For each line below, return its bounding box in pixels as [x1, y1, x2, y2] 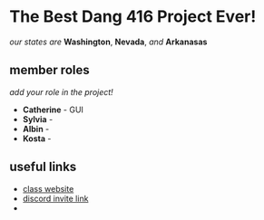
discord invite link [22, 193, 89, 204]
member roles [9, 62, 90, 78]
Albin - [22, 123, 50, 134]
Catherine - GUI [22, 104, 84, 115]
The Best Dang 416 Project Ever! [9, 6, 257, 27]
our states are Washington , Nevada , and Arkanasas [9, 36, 208, 47]
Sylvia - [22, 113, 54, 124]
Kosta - [22, 133, 52, 144]
